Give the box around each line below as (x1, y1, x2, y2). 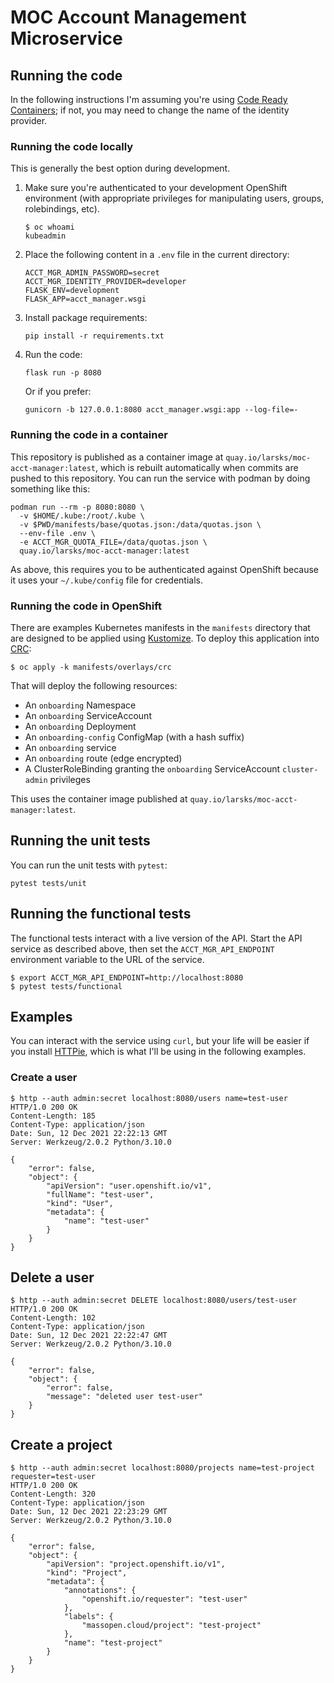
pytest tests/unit (10, 878, 87, 888)
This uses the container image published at (10, 792, 188, 805)
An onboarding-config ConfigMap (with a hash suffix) (24, 731, 245, 743)
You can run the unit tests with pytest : (10, 859, 168, 871)
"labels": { (63, 1612, 114, 1622)
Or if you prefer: (24, 386, 92, 398)
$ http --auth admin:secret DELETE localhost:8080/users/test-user (10, 1296, 298, 1306)
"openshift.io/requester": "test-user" (81, 1594, 248, 1605)
